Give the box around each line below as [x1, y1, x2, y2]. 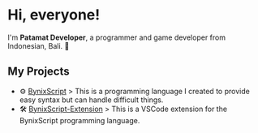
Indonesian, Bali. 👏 [7, 41, 70, 50]
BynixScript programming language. [19, 115, 140, 125]
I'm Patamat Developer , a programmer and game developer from [7, 32, 226, 42]
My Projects [7, 65, 70, 79]
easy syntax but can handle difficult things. [19, 95, 164, 105]
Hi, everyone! [7, 6, 101, 24]
